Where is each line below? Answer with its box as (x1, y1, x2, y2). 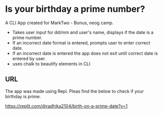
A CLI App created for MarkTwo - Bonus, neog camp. (5, 20, 114, 26)
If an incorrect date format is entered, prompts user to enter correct (12, 39, 151, 45)
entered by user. (12, 55, 46, 61)
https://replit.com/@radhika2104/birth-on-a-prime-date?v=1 (5, 103, 128, 109)
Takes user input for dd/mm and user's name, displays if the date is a (12, 29, 154, 35)
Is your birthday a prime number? (5, 3, 145, 15)
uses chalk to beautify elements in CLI (12, 61, 91, 67)
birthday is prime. (5, 93, 41, 99)
